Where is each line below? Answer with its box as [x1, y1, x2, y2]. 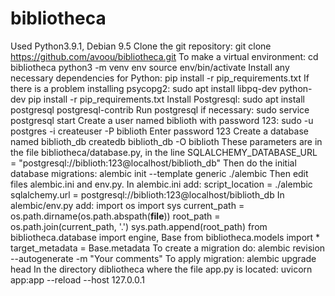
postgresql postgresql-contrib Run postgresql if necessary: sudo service [10, 103, 310, 116]
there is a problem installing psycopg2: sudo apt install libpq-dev [10, 82, 278, 94]
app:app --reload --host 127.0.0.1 [10, 273, 146, 286]
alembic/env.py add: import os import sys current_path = [10, 199, 245, 211]
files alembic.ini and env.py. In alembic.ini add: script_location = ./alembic [10, 178, 313, 190]
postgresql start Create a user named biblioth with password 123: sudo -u [10, 114, 314, 126]
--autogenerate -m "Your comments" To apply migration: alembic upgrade [10, 252, 317, 264]
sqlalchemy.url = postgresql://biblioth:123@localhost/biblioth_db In [10, 188, 285, 201]
